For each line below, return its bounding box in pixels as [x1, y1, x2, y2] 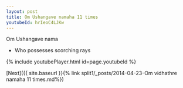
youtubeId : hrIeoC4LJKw [6, 19, 65, 25]
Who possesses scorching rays [14, 47, 91, 54]
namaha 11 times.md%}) [6, 76, 65, 83]
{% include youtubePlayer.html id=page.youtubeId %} [6, 58, 137, 65]
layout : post [6, 8, 38, 15]
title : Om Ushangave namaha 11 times [6, 14, 99, 20]
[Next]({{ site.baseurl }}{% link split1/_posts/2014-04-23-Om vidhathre [6, 70, 178, 77]
